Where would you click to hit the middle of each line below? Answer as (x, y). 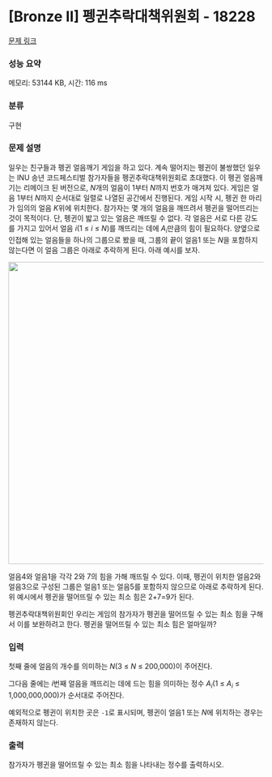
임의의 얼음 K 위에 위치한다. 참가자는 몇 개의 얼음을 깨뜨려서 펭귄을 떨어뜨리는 (138, 208)
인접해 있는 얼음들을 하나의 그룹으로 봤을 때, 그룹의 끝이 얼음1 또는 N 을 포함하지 (133, 239)
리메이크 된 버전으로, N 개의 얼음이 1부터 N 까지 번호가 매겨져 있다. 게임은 (137, 187)
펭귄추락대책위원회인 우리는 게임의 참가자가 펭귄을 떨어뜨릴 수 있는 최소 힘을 (128, 614)
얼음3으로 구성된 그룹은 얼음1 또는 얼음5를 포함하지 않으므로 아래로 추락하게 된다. (136, 586)
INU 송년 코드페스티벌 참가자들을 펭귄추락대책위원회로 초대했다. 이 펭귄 (129, 177)
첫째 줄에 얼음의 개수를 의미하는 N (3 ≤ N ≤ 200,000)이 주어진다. (110, 666)
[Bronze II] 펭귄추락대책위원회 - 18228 (132, 17)
